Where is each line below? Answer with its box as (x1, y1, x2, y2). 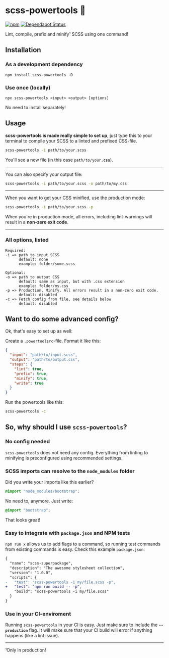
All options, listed (5, 237, 49, 244)
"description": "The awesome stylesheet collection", (10, 566, 125, 571)
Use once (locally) (5, 84, 51, 91)
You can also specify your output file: (5, 171, 82, 177)
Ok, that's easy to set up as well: (5, 328, 73, 334)
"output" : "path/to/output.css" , (10, 357, 80, 362)
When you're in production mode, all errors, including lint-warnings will (5, 214, 152, 220)
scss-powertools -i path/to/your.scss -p (5, 205, 94, 210)
